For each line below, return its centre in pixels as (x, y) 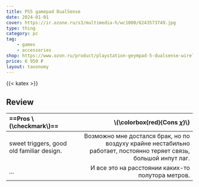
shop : (13, 56)
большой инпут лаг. (161, 159)
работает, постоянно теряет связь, (140, 151)
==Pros (20, 119)
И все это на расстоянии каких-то (140, 168)
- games (26, 45)
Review (20, 102)
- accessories (34, 50)
